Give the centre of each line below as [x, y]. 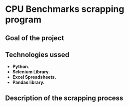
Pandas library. [28, 82]
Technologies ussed [37, 55]
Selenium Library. [31, 72]
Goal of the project [35, 38]
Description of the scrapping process [64, 98]
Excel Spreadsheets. [34, 77]
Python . [21, 67]
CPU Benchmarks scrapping [65, 9]
